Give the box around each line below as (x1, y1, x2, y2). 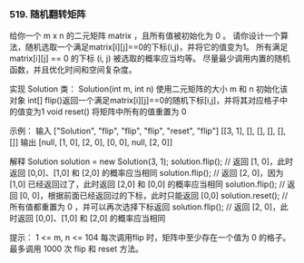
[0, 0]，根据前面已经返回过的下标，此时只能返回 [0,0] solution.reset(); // (19, 190, 289, 201)
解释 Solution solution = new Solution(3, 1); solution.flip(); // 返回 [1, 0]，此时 (9, 156, 294, 167)
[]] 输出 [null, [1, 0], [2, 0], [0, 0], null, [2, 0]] (9, 137, 173, 148)
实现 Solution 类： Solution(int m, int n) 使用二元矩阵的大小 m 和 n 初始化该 (9, 83, 289, 94)
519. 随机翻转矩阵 (9, 7, 86, 20)
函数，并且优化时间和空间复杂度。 (9, 64, 137, 75)
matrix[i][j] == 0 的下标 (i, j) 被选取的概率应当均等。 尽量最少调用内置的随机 (9, 53, 290, 64)
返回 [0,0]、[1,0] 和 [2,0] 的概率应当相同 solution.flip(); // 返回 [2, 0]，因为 (9, 168, 284, 179)
